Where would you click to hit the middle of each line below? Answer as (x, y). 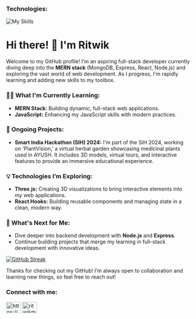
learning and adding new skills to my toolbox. (61, 80)
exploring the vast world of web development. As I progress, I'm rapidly (92, 74)
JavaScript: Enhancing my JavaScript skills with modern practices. (95, 114)
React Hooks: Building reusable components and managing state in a (98, 202)
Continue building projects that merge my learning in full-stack (90, 242)
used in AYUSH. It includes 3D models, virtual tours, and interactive (96, 155)
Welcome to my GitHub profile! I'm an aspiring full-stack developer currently (98, 62)
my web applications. (40, 195)
